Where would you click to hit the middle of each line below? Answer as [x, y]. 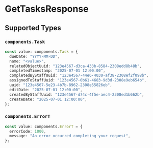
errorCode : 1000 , [28, 131]
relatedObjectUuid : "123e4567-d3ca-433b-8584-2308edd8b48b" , [76, 66]
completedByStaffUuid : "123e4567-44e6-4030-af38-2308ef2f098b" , [79, 76]
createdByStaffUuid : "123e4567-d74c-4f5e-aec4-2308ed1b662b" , [77, 94]
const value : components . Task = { [42, 52]
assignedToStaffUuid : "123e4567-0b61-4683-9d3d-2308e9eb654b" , [78, 80]
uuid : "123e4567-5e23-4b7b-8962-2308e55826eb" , [61, 85]
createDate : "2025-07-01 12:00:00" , [48, 99]
